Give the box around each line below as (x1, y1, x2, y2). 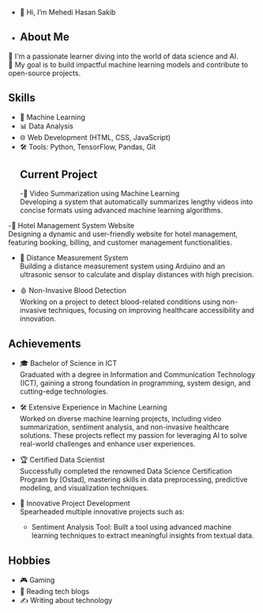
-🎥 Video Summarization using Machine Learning (19, 188, 180, 198)
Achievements (8, 337, 81, 350)
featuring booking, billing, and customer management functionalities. (8, 238, 233, 247)
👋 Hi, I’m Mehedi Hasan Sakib (19, 8, 116, 17)
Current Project (19, 168, 98, 181)
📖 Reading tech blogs (19, 587, 89, 596)
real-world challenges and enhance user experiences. (19, 440, 196, 449)
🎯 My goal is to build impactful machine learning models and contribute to (8, 59, 249, 69)
